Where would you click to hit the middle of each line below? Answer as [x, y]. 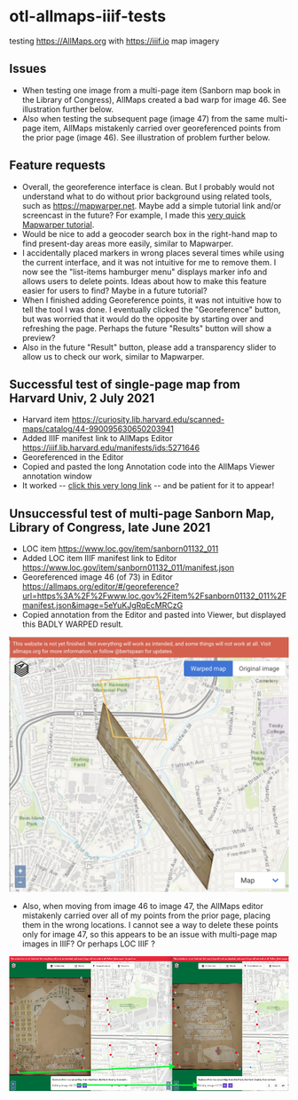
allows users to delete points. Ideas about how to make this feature [145, 281]
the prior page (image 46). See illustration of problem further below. [146, 137]
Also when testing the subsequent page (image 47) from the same [143, 118]
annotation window [57, 476]
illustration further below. [67, 109]
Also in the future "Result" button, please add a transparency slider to [149, 347]
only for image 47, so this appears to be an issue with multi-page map [149, 934]
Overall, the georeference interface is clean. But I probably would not [148, 186]
